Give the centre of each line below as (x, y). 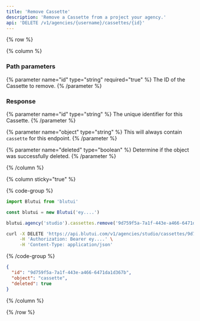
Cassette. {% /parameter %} (41, 120)
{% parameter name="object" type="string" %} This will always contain (94, 132)
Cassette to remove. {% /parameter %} (54, 86)
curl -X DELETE (25, 234)
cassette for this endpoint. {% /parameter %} (62, 138)
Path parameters (31, 67)
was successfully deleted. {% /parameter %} (61, 156)
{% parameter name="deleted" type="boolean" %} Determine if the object (98, 150)
